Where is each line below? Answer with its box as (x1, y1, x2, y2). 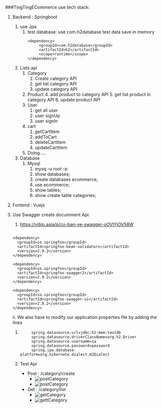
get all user (34, 107, 58, 113)
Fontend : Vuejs (12, 202, 45, 208)
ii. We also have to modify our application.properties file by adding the (12, 314, 157, 320)
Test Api (19, 361, 37, 366)
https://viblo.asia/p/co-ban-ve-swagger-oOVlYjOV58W (19, 221, 134, 227)
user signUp (34, 112, 60, 118)
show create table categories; (34, 192, 96, 198)
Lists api (19, 65, 37, 70)
